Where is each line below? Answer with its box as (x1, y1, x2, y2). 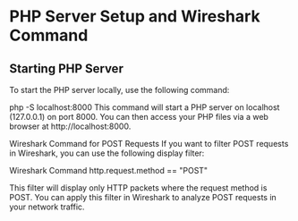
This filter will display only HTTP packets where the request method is (9, 183, 268, 193)
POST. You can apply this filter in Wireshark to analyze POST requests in (9, 192, 277, 202)
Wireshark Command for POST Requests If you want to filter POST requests (9, 139, 289, 149)
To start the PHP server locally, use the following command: (9, 85, 230, 95)
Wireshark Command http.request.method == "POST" (9, 166, 209, 175)
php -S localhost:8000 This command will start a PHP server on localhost (9, 102, 280, 113)
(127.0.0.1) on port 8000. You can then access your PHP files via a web (9, 112, 268, 122)
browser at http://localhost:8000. (9, 121, 132, 132)
